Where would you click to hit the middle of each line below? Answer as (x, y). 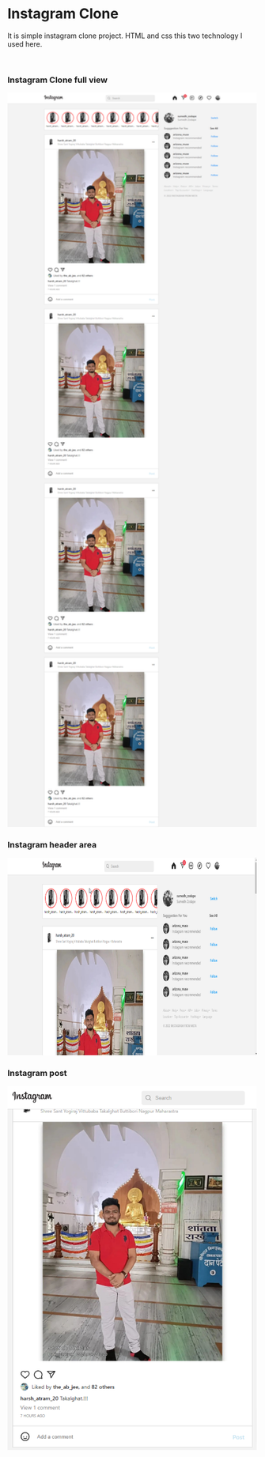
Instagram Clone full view (58, 80)
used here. (25, 43)
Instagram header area (52, 845)
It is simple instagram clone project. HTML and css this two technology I (125, 36)
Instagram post (38, 1074)
